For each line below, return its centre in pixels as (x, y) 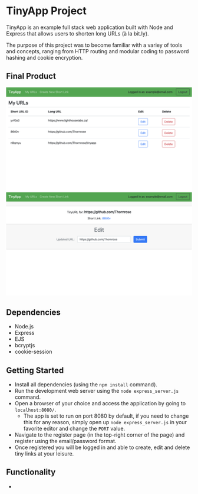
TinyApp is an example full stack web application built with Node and (90, 27)
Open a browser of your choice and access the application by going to (100, 403)
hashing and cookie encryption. (44, 57)
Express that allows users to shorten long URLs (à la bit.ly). (77, 33)
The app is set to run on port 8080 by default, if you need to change (106, 416)
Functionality (31, 472)
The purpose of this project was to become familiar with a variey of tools (94, 45)
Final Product (31, 76)
